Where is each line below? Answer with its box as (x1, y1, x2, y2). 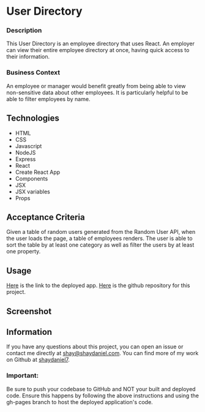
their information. (6, 53, 50, 61)
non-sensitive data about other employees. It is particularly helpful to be (6, 89, 188, 96)
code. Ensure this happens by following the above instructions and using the (6, 392, 199, 399)
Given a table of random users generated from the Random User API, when (6, 228, 196, 236)
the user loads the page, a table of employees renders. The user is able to (6, 234, 193, 242)
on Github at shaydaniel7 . (6, 356, 70, 364)
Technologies (6, 113, 60, 124)
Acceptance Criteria (6, 212, 85, 222)
